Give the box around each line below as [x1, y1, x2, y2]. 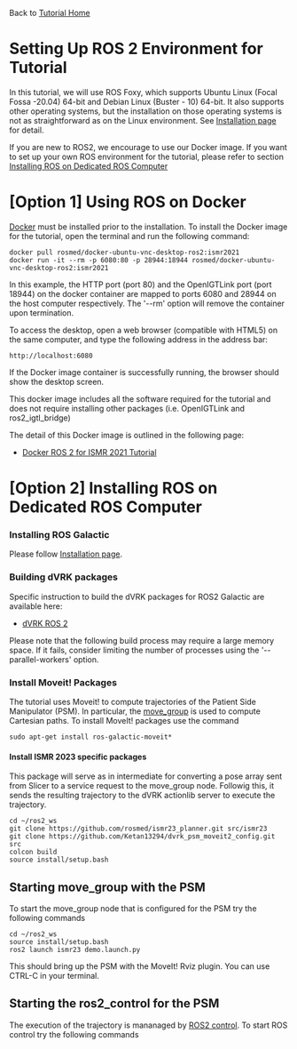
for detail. [9, 124, 44, 135]
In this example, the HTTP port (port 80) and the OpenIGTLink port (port [9, 279, 272, 290]
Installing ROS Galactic [9, 528, 110, 541]
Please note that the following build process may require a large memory [9, 635, 275, 645]
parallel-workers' [9, 653, 72, 665]
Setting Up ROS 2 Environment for [9, 39, 263, 59]
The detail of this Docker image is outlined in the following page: [9, 429, 245, 440]
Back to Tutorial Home [9, 8, 90, 18]
